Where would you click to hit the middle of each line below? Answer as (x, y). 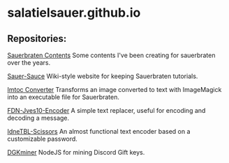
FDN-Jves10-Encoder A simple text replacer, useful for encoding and (106, 110)
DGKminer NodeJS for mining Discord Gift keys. (76, 152)
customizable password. (43, 139)
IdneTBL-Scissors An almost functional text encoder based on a (99, 131)
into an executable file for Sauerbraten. (64, 97)
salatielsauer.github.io (74, 13)
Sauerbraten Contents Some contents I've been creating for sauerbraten (111, 55)
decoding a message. (38, 118)
